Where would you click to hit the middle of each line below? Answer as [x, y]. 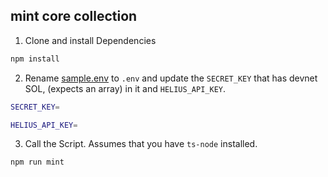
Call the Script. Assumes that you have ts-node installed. [141, 144]
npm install [35, 59]
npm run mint [37, 162]
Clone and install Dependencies [90, 40]
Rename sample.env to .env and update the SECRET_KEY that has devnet [171, 78]
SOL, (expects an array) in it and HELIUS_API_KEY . [125, 88]
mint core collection [74, 16]
